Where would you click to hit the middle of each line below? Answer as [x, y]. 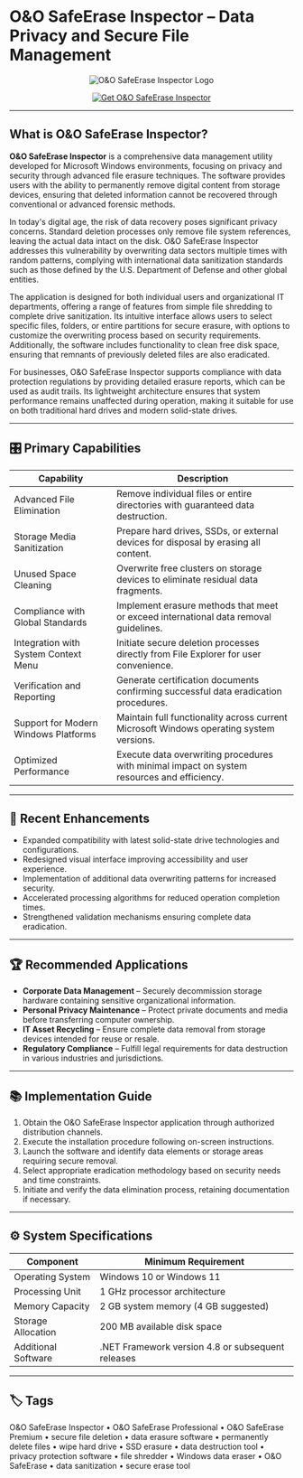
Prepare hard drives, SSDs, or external [197, 530]
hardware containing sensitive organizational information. [129, 1001]
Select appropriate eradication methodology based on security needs [151, 1170]
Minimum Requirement [194, 1261]
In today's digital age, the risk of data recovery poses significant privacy [143, 221]
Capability [61, 478]
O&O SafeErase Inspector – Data [132, 17]
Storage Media [45, 537]
